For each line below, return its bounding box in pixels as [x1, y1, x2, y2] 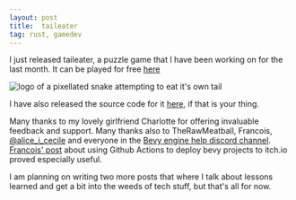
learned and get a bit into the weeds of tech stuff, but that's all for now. [9, 181, 272, 192]
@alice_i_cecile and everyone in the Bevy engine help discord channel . [9, 135, 272, 146]
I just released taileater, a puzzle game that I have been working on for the [9, 55, 283, 65]
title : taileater [9, 22, 78, 30]
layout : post [9, 13, 58, 22]
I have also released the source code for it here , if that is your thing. [9, 99, 260, 109]
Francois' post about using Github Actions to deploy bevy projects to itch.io [9, 144, 288, 155]
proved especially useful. [9, 154, 102, 165]
